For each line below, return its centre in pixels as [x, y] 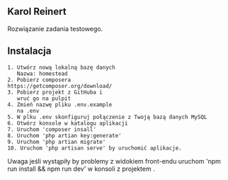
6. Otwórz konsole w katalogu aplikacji [68, 123]
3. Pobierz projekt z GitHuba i [55, 92]
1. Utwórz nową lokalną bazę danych [61, 67]
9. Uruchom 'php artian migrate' [57, 142]
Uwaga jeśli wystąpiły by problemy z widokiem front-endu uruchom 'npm [114, 161]
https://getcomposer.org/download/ [60, 86]
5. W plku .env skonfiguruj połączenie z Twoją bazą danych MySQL [107, 117]
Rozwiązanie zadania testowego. [55, 28]
